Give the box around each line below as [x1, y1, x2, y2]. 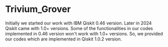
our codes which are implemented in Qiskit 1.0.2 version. [5, 36, 122, 42]
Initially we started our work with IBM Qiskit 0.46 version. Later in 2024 [5, 20, 152, 26]
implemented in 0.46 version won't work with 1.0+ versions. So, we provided [5, 30, 163, 36]
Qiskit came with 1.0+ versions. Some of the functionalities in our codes [5, 25, 153, 31]
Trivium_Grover [5, 3, 71, 15]
